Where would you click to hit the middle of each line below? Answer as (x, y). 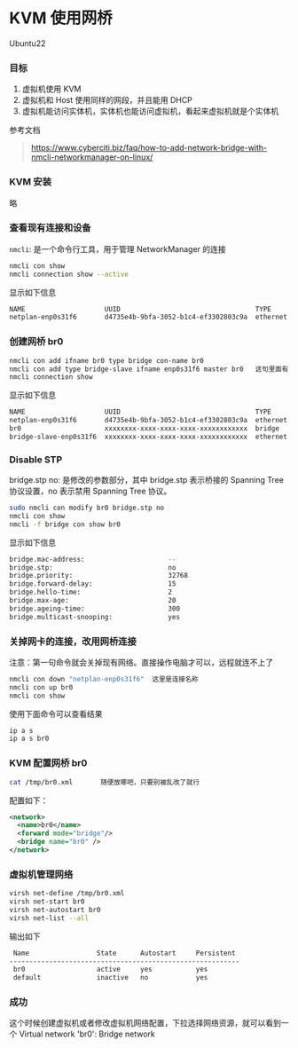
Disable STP (36, 460)
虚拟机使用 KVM (51, 89)
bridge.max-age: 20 (93, 601)
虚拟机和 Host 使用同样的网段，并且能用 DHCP (107, 100)
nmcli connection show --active (69, 274)
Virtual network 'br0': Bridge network (87, 1034)
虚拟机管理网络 (41, 874)
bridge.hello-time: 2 (91, 592)
